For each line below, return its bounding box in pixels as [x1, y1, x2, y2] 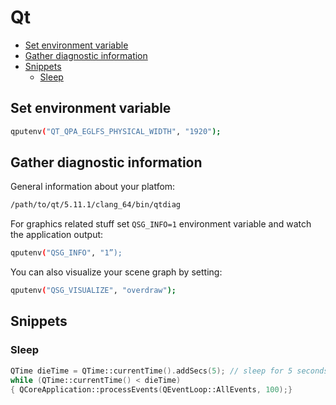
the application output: [10, 229, 104, 241]
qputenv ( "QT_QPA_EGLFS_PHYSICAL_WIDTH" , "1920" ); [10, 126, 222, 136]
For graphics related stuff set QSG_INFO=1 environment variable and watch [10, 218, 312, 230]
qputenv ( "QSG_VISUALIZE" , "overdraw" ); [10, 286, 177, 296]
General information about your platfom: [10, 181, 176, 193]
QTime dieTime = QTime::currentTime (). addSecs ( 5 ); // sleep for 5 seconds [10, 366, 329, 376]
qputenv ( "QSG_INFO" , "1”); [10, 248, 123, 258]
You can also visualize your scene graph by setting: [10, 266, 223, 278]
